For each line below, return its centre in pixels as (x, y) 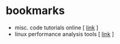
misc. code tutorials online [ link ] (56, 28)
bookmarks (35, 11)
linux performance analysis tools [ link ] (64, 34)
